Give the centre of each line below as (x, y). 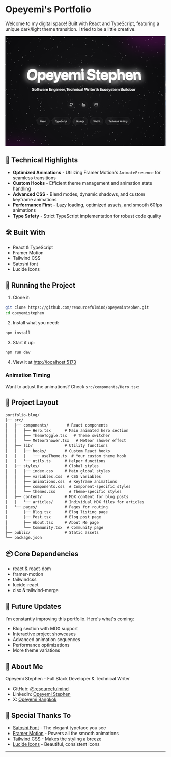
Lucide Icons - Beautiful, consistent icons (56, 744)
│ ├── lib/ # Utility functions (57, 445)
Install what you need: (36, 322)
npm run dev (18, 352)
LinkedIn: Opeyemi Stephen (41, 694)
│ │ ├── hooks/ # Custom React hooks (58, 451)
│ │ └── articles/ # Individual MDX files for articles (75, 502)
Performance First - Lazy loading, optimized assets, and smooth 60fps (88, 205)
